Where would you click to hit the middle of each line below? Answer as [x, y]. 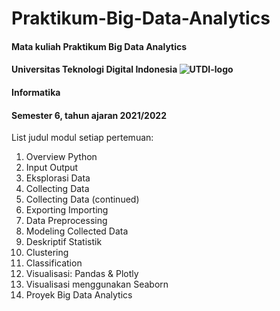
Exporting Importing [67, 210]
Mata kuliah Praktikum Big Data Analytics [99, 46]
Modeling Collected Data [77, 231]
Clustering [47, 253]
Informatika [36, 92]
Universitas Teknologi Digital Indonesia [94, 69]
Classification [54, 263]
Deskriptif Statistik [64, 242]
